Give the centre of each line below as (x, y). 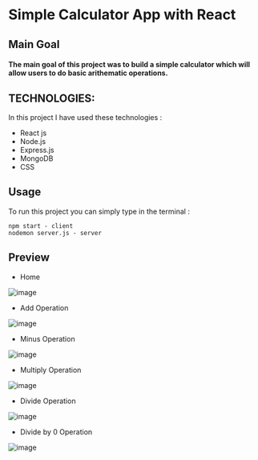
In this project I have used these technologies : (85, 117)
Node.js (33, 141)
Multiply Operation (50, 370)
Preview (29, 258)
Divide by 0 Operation (56, 432)
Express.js (37, 150)
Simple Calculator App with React (122, 15)
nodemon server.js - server (55, 233)
